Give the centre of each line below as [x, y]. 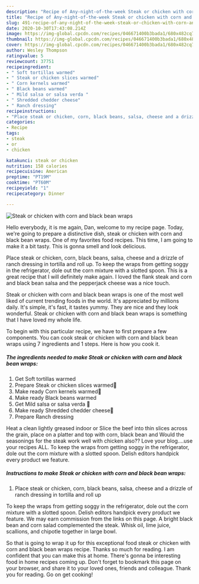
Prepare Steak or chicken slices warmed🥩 [66, 385]
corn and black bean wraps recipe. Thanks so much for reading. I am [90, 549]
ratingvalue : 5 [25, 56]
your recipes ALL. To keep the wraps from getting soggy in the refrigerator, [98, 447]
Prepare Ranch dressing [44, 416]
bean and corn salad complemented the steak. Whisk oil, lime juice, [88, 525]
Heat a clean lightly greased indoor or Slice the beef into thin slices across [97, 428]
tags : [13, 133]
